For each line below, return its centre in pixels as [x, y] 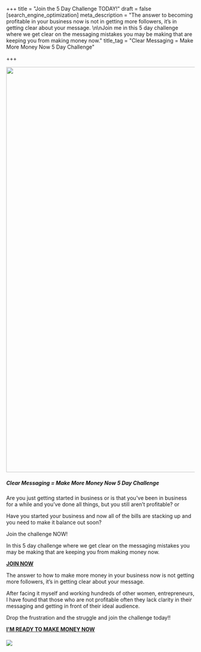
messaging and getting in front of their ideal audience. [73, 606]
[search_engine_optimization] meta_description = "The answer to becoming [100, 15]
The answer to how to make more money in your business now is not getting [100, 575]
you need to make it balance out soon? [54, 522]
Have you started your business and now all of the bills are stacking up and [99, 516]
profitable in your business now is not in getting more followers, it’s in [92, 21]
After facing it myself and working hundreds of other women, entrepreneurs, [100, 593]
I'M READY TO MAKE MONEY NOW [51, 629]
